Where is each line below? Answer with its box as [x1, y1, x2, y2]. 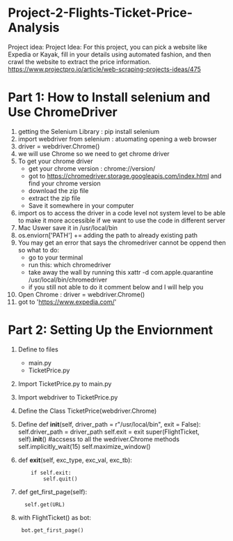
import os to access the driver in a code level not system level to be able [17, 208, 226, 217]
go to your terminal [28, 253, 83, 261]
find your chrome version [28, 179, 101, 188]
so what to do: [17, 245, 60, 254]
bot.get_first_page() [21, 526, 84, 534]
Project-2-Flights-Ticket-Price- [8, 5, 193, 21]
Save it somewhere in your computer [28, 201, 134, 210]
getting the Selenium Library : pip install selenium [17, 127, 160, 135]
